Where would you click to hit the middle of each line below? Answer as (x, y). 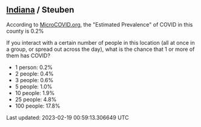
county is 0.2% (25, 31)
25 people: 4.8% (36, 99)
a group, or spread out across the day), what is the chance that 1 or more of (100, 49)
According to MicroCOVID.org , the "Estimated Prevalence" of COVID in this (100, 24)
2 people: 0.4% (34, 73)
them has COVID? (28, 55)
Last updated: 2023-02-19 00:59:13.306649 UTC (68, 117)
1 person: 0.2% (34, 67)
